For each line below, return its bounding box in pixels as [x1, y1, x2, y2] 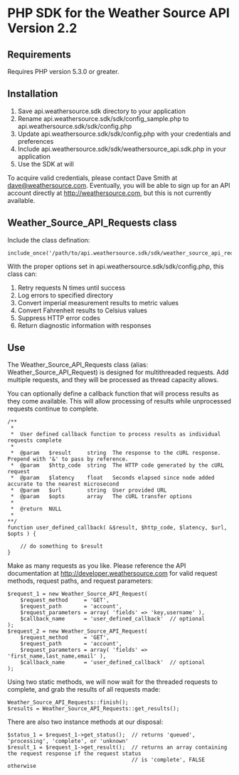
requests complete [7, 437, 62, 444]
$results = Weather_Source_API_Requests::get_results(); [7, 705, 180, 712]
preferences [17, 137, 54, 145]
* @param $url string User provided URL [10, 487, 167, 494]
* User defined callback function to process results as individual [10, 431, 221, 438]
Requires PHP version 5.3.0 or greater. [7, 68, 119, 75]
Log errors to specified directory [17, 290, 114, 300]
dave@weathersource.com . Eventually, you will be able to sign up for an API [7, 181, 230, 189]
